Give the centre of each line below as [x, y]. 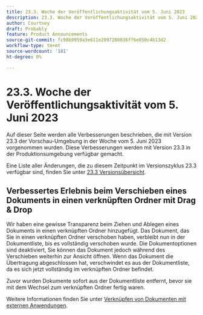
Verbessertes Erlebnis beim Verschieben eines [97, 191]
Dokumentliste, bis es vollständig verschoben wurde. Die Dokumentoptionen [101, 244]
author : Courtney [28, 23]
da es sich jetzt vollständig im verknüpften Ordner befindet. [80, 269]
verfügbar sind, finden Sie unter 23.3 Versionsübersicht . [76, 172]
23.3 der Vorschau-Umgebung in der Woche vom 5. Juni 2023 [84, 141]
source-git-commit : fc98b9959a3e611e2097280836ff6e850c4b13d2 [86, 40]
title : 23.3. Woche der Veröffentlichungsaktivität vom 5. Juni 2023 [96, 12]
